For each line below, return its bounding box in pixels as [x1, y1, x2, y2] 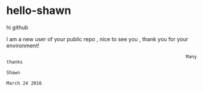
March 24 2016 [6, 80, 43, 86]
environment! [6, 42, 40, 49]
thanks [6, 59, 23, 65]
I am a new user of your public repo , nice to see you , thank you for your [6, 35, 188, 42]
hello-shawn [6, 4, 72, 18]
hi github [6, 24, 29, 31]
